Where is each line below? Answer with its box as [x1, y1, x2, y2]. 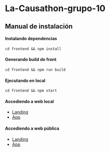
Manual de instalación [5, 22, 73, 30]
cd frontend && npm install [5, 46, 62, 51]
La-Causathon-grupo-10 [5, 3, 106, 14]
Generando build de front [5, 57, 57, 62]
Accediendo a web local [5, 98, 54, 104]
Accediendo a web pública [5, 125, 59, 131]
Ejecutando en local [5, 77, 46, 83]
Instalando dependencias [5, 36, 57, 42]
